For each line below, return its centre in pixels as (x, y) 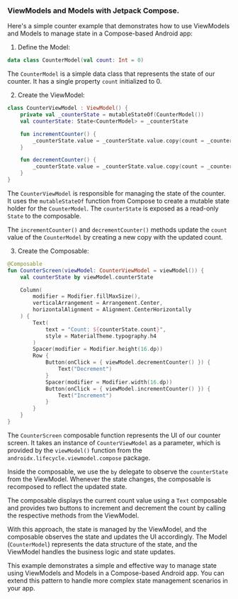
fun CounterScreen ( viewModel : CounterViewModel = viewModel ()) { (106, 270)
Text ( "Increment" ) (85, 396)
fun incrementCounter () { (58, 134)
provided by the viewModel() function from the (75, 450)
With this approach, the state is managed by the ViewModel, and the (107, 529)
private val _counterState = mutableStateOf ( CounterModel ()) (112, 115)
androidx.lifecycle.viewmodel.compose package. (79, 458)
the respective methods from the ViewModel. (73, 515)
